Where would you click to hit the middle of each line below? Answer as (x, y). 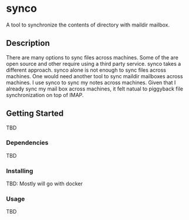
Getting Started (35, 114)
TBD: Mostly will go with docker (45, 184)
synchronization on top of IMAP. (45, 95)
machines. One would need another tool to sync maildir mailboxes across (95, 76)
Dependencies (27, 143)
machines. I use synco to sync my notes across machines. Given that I (91, 82)
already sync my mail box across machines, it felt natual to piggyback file (95, 89)
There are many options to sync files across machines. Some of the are (92, 57)
